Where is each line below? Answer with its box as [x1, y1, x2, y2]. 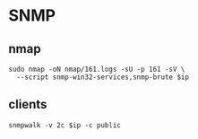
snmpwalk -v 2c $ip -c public [8, 120, 122, 130]
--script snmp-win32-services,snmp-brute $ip [16, 73, 190, 82]
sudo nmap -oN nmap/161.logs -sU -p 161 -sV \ [8, 65, 185, 74]
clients [8, 97, 47, 112]
